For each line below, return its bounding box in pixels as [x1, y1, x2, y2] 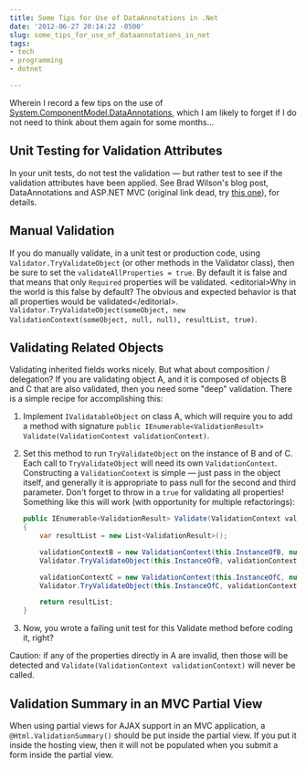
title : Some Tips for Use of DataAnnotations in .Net [9, 13, 219, 23]
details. [9, 196, 37, 207]
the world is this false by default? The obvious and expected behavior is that [9, 286, 297, 297]
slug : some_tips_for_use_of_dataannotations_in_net [9, 30, 210, 39]
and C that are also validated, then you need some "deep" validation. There [9, 384, 292, 395]
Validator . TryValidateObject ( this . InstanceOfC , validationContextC [39, 581, 301, 590]
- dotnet [9, 65, 43, 74]
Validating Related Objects [9, 340, 164, 355]
